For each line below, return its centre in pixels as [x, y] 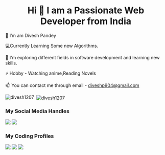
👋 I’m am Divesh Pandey [31, 35]
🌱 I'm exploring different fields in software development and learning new [82, 57]
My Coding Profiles [30, 136]
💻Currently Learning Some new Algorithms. [52, 46]
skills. [11, 63]
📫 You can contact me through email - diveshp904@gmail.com [72, 85]
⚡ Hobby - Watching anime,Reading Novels [51, 73]
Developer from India [86, 21]
